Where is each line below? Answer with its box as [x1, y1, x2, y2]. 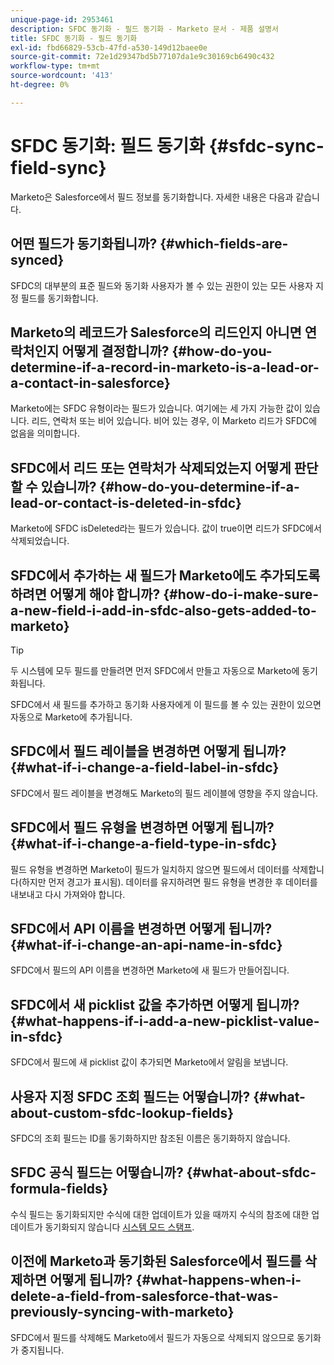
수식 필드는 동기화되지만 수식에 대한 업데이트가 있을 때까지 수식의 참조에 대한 [10, 1208, 310, 1220]
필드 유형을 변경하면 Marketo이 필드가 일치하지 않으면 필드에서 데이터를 [10, 863, 290, 875]
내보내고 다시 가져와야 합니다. [10, 888, 126, 900]
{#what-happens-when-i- [135, 1272, 302, 1289]
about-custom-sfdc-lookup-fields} [10, 1104, 235, 1121]
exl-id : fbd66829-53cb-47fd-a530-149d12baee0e [10, 42, 208, 53]
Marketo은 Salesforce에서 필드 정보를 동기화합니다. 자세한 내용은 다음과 [10, 191, 294, 203]
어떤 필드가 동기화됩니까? [10, 236, 158, 253]
